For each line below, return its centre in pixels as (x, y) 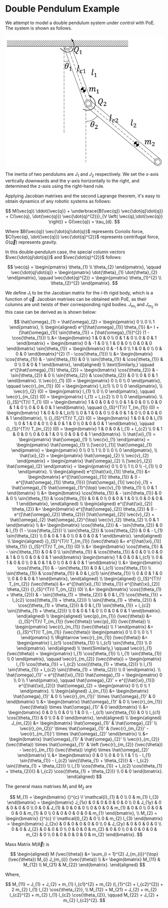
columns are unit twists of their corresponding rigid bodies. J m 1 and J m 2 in (82, 306)
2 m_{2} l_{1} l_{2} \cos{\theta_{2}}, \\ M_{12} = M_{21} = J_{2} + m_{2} (84, 890)
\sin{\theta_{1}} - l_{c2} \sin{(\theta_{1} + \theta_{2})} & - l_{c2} (84, 760)
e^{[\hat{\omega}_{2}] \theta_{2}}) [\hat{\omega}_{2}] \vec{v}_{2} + (84, 514)
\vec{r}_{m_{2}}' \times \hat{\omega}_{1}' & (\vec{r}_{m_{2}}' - (84, 728)
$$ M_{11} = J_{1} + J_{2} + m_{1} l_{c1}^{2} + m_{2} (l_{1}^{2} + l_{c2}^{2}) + (84, 884)
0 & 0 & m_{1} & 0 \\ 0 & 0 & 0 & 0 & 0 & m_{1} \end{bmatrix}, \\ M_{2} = (84, 813)
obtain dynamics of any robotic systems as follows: (58, 201)
